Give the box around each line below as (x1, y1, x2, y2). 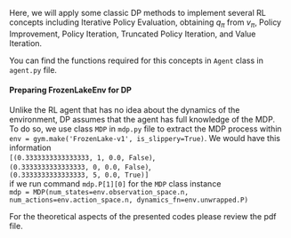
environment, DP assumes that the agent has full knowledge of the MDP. (9, 115, 276, 124)
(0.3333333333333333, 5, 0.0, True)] (9, 171, 150, 179)
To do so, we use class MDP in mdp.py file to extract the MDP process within (9, 123, 282, 134)
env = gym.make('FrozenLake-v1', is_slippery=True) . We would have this (9, 133, 280, 143)
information (9, 142, 52, 153)
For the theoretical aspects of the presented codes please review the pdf (9, 211, 277, 221)
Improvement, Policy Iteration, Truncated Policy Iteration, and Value (9, 28, 256, 39)
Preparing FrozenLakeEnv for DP (9, 84, 132, 96)
